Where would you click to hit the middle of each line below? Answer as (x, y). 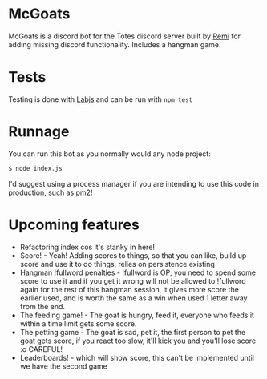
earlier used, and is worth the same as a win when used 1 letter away (133, 298)
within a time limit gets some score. (78, 323)
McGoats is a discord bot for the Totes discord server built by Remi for (124, 36)
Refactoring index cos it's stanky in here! (87, 247)
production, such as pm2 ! (51, 192)
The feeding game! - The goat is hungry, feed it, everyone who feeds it (137, 315)
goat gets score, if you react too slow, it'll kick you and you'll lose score (138, 341)
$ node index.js (35, 168)
